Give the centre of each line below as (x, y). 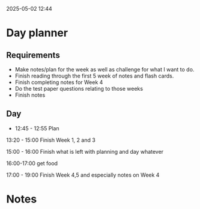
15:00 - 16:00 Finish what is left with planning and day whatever (85, 151)
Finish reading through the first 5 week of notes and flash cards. (94, 76)
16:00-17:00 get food (32, 163)
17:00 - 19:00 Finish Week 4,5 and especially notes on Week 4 (83, 175)
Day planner (37, 33)
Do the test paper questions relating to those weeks (79, 89)
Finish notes (30, 95)
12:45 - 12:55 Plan (37, 128)
